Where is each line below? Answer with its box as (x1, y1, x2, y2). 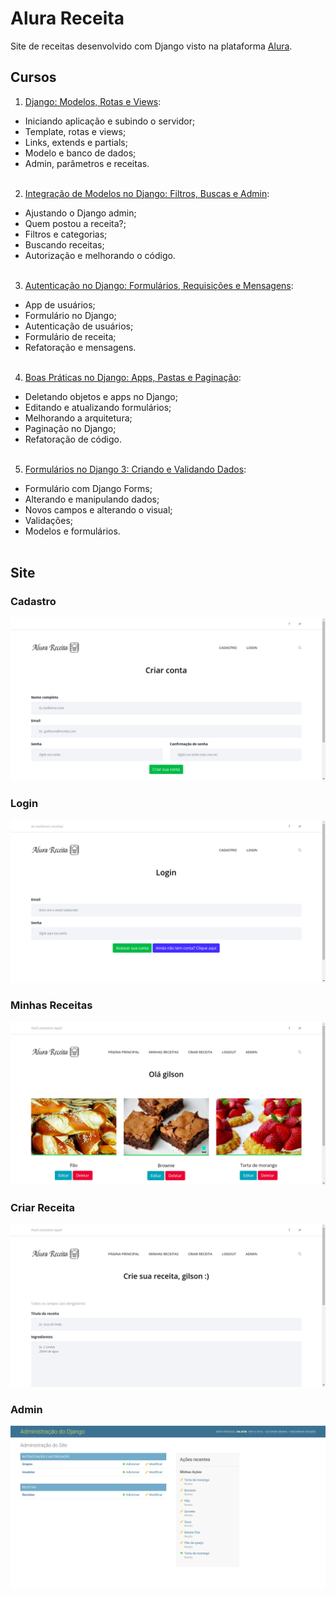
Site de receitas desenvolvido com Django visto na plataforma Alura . (10, 40, 293, 52)
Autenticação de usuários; (24, 320, 134, 332)
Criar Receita (10, 1200, 75, 1214)
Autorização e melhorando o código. (24, 249, 176, 261)
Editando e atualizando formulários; (24, 401, 172, 413)
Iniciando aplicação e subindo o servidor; (24, 115, 196, 127)
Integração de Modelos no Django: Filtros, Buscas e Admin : (24, 187, 270, 199)
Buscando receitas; (24, 238, 105, 251)
